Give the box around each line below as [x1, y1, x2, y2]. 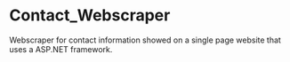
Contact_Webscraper [9, 5, 171, 26]
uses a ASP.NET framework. [9, 43, 113, 54]
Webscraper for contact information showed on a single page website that [9, 35, 282, 45]
